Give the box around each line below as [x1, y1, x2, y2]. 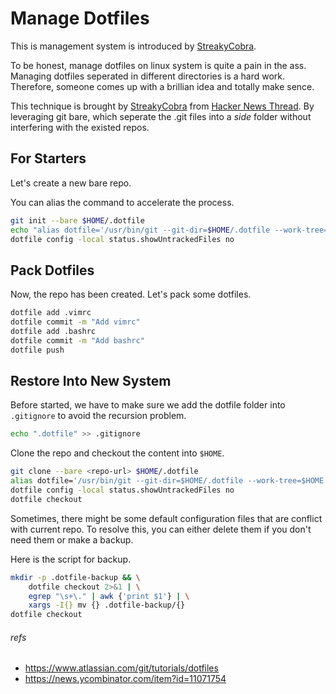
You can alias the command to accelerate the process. [10, 196, 235, 208]
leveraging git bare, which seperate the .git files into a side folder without [10, 110, 312, 122]
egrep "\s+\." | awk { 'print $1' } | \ [28, 591, 190, 601]
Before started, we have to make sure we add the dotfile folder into [10, 399, 286, 411]
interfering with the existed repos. [10, 121, 150, 133]
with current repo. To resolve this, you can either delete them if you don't [10, 523, 312, 535]
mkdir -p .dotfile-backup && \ [10, 572, 141, 582]
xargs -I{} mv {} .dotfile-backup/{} [28, 600, 186, 611]
